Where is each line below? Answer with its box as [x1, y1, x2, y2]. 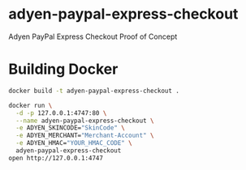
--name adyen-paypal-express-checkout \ [15, 117, 154, 125]
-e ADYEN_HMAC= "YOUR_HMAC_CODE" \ [15, 139, 132, 147]
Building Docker [8, 60, 119, 79]
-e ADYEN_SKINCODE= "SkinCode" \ [15, 124, 126, 132]
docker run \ [8, 101, 53, 109]
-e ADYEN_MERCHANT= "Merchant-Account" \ [15, 131, 154, 140]
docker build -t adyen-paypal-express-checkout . [8, 87, 180, 95]
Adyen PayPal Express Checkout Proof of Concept [8, 32, 178, 41]
